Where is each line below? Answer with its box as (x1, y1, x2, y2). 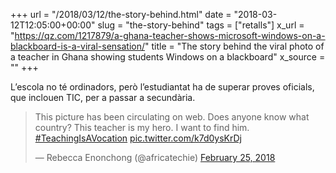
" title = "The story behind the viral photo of (144, 40, 325, 52)
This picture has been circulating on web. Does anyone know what (34, 111, 310, 123)
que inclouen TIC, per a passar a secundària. (10, 92, 196, 103)
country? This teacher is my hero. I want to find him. (34, 122, 250, 133)
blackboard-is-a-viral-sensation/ (10, 40, 146, 52)
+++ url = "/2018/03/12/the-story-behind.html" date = (10, 9, 232, 20)
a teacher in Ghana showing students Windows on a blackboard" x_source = (10, 51, 326, 63)
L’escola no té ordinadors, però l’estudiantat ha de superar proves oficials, (10, 81, 315, 93)
